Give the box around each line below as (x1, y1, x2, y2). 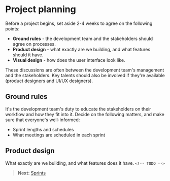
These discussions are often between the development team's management (5, 67, 164, 73)
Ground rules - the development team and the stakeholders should (12, 35, 153, 42)
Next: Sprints (17, 170, 46, 176)
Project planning (5, 4, 76, 15)
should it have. (12, 52, 44, 58)
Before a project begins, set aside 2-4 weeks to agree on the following (5, 20, 153, 26)
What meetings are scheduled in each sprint (12, 132, 106, 138)
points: (5, 25, 20, 31)
